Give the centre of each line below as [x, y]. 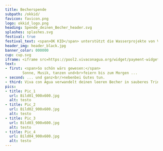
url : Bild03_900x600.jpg [34, 123]
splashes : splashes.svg [29, 32]
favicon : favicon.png [27, 19]
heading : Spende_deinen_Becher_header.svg [49, 28]
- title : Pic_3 [20, 118]
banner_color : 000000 [27, 50]
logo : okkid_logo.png [27, 23]
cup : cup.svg [18, 55]
